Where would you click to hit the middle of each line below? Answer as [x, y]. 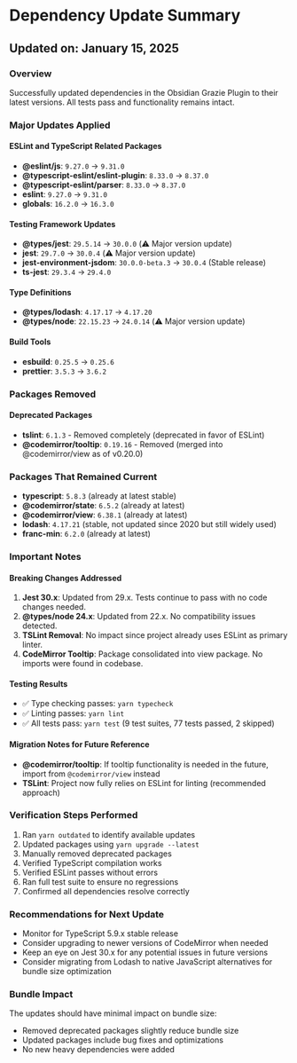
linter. [32, 645]
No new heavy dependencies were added [98, 1050]
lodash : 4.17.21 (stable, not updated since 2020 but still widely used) [149, 524]
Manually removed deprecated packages [97, 854]
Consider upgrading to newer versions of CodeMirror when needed [145, 943]
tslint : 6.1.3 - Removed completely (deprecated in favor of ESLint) [143, 435]
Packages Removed [53, 394]
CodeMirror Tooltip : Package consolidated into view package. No [142, 654]
